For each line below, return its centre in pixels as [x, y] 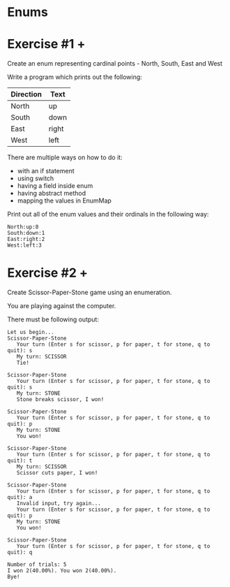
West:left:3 [24, 245]
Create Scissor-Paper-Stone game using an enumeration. [90, 292]
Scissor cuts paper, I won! [57, 473]
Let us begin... [31, 333]
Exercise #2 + [48, 273]
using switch [36, 178]
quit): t [20, 461]
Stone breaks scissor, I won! [60, 400]
